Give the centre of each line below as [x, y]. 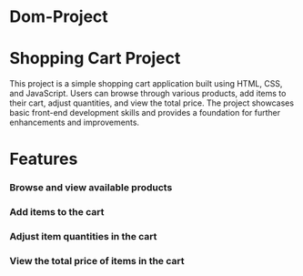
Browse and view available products [91, 188]
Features [44, 159]
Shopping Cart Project [95, 59]
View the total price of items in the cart [97, 261]
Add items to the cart [57, 212]
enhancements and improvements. [74, 123]
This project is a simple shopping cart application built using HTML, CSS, [146, 84]
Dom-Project [59, 17]
